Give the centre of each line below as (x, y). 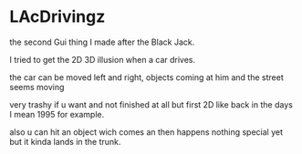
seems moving (37, 87)
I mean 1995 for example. (57, 114)
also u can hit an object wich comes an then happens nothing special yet (146, 132)
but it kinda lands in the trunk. (65, 141)
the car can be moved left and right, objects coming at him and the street (147, 77)
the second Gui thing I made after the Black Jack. (102, 42)
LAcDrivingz (57, 17)
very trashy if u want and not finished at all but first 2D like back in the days (151, 104)
